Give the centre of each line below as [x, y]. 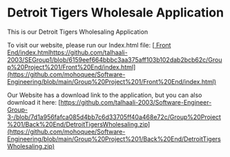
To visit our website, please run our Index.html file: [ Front [89, 45]
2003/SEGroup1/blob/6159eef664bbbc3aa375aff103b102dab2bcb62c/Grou [115, 59]
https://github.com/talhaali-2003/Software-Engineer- [136, 102]
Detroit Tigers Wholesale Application [116, 13]
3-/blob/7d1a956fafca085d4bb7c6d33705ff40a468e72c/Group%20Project [114, 117]
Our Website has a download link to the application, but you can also [105, 95]
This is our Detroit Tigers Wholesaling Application [78, 32]
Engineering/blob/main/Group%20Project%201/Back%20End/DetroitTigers [114, 138]
